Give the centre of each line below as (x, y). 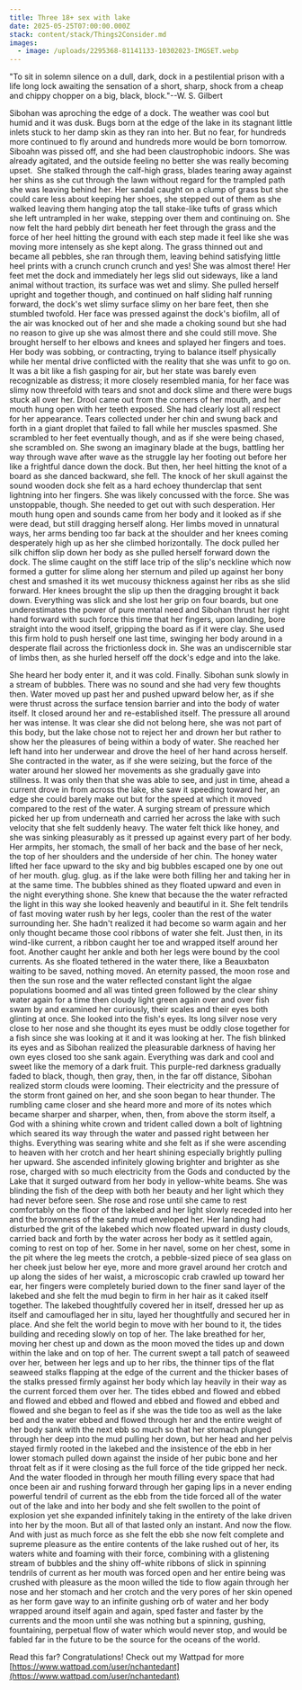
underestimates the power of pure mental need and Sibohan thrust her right (149, 610)
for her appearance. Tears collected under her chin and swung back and (144, 419)
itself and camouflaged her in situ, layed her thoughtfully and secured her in (150, 1315)
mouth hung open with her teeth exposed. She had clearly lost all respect (145, 409)
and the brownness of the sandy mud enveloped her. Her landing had (138, 1220)
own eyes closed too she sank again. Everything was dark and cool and (142, 1057)
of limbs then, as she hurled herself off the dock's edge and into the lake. (145, 658)
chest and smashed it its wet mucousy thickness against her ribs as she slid (150, 582)
